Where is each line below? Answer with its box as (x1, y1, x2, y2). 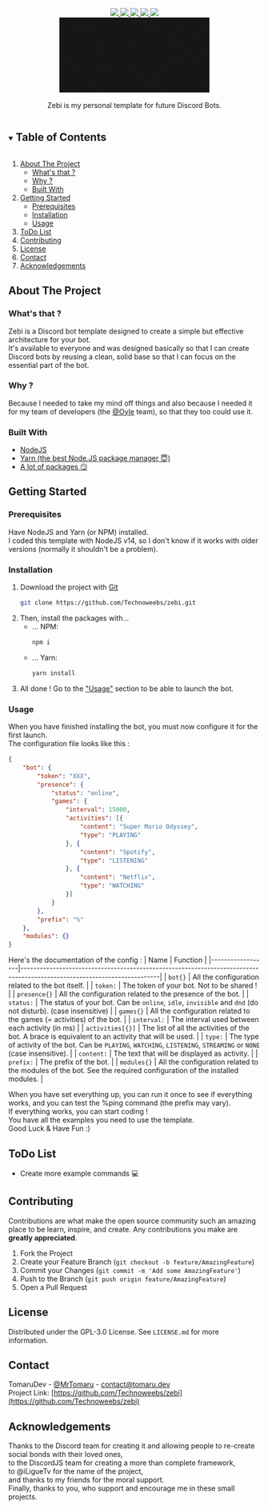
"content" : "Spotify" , (79, 848, 156, 856)
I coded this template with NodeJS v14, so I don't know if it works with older (8, 536, 258, 545)
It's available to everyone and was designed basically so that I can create (8, 343, 250, 353)
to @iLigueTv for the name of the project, (8, 1467, 144, 1476)
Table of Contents (15, 130, 106, 144)
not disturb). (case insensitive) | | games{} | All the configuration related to (8, 1006, 250, 1016)
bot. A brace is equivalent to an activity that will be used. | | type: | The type (8, 1032, 259, 1041)
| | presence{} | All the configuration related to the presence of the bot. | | (8, 989, 250, 999)
